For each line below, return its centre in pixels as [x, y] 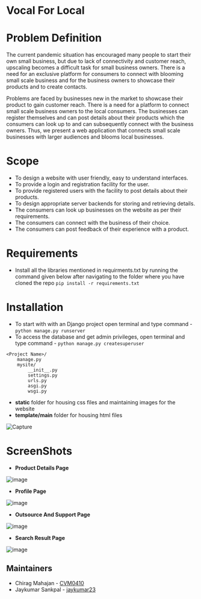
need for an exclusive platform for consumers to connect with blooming [95, 74]
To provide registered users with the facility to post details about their [101, 191]
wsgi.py [37, 391]
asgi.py [37, 386]
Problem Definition [54, 38]
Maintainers [29, 569]
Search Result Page [40, 538]
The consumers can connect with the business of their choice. [92, 223]
